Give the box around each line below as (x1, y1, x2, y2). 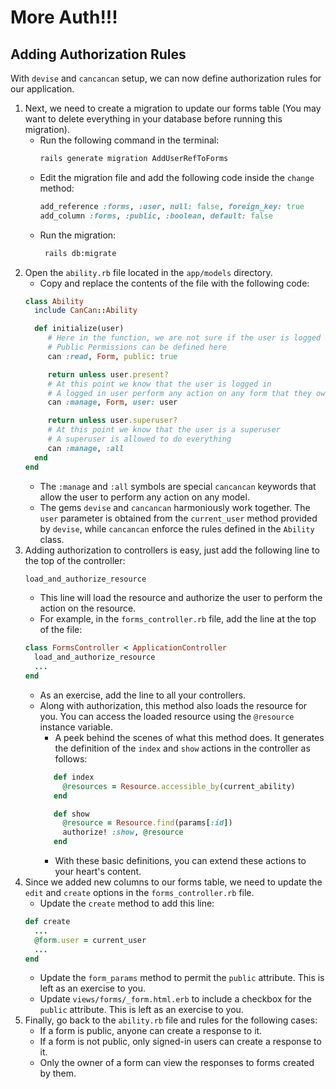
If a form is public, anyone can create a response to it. (39, 1025, 263, 1037)
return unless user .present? (47, 369, 169, 380)
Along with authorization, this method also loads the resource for (39, 699, 308, 711)
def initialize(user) (34, 324, 125, 334)
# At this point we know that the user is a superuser (47, 425, 281, 435)
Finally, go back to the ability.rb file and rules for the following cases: (24, 1014, 318, 1026)
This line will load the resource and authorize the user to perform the (39, 592, 323, 604)
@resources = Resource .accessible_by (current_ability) (62, 781, 296, 791)
